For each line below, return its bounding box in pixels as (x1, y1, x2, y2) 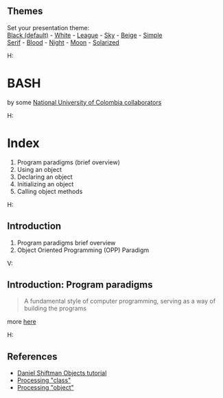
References (7, 351, 58, 362)
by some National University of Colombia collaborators (7, 98, 162, 106)
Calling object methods (16, 187, 83, 195)
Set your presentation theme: (7, 23, 90, 32)
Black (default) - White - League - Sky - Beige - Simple (7, 31, 163, 39)
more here (7, 318, 36, 326)
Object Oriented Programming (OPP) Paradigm (16, 246, 150, 254)
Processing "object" (16, 384, 74, 392)
